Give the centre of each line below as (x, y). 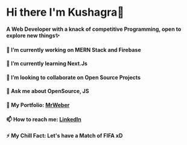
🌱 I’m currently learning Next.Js (47, 63)
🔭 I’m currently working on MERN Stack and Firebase (74, 50)
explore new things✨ (33, 35)
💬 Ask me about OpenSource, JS (48, 91)
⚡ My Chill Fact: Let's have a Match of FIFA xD (65, 136)
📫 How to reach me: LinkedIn (44, 119)
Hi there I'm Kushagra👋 (65, 12)
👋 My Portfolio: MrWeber (38, 105)
